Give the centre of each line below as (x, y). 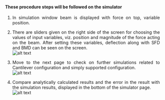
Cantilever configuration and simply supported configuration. (74, 68)
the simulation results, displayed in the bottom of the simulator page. (82, 87)
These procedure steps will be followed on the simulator (64, 7)
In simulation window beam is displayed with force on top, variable (86, 18)
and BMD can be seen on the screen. (50, 48)
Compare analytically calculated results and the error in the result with (86, 82)
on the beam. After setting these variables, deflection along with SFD (86, 43)
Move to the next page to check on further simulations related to (86, 62)
